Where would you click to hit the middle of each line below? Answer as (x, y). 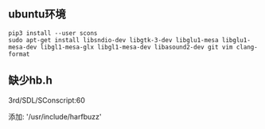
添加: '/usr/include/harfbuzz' (55, 116)
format (19, 54)
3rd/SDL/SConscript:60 (47, 100)
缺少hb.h (31, 81)
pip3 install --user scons (53, 33)
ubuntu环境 (37, 14)
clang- (247, 47)
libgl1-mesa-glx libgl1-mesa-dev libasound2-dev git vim (136, 47)
